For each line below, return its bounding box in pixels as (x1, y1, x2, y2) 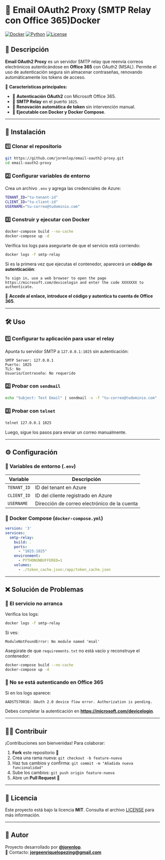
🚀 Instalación (5, 128, 46, 136)
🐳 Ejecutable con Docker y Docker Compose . (12, 109, 106, 115)
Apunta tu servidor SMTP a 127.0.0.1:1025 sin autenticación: (5, 348, 129, 354)
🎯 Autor (5, 831, 29, 839)
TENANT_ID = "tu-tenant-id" (5, 195, 58, 200)
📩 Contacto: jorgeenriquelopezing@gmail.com (5, 849, 102, 855)
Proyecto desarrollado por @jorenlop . (5, 844, 82, 850)
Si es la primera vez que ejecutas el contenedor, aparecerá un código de (5, 261, 153, 267)
